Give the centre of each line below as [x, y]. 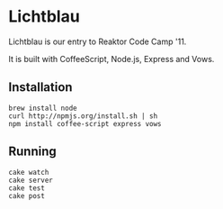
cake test [27, 188]
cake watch [29, 172]
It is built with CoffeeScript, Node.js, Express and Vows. [111, 59]
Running [33, 152]
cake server [31, 180]
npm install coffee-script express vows [85, 123]
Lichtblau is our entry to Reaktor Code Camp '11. [98, 41]
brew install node [43, 108]
